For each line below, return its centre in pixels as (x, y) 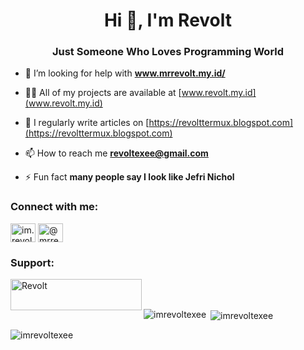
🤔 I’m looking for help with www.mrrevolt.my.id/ (125, 73)
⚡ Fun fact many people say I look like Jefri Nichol (129, 177)
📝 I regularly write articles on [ (87, 123)
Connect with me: (54, 207)
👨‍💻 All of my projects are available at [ (103, 93)
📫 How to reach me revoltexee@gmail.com (116, 153)
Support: (32, 262)
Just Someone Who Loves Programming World (168, 52)
